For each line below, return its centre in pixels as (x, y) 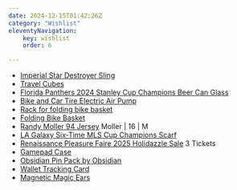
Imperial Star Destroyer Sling (67, 75)
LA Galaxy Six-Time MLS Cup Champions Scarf (98, 135)
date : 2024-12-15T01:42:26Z (55, 16)
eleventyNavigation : (43, 30)
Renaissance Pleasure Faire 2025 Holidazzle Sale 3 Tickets (118, 144)
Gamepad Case (46, 152)
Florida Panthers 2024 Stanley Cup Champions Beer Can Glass (124, 92)
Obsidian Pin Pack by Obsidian (71, 160)
